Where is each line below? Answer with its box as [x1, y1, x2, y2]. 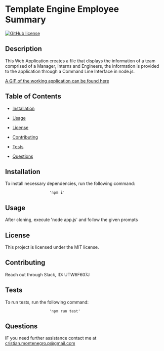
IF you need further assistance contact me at [5, 335, 97, 341]
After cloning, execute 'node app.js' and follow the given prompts [5, 217, 138, 223]
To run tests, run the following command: [5, 299, 89, 305]
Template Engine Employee [5, 3, 120, 15]
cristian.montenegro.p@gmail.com [5, 340, 76, 347]
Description [5, 44, 42, 53]
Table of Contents [5, 92, 62, 101]
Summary [5, 14, 46, 25]
